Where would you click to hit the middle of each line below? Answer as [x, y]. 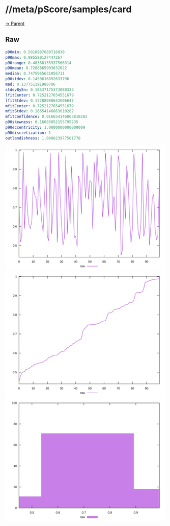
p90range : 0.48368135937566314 [38, 63]
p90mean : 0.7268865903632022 [36, 68]
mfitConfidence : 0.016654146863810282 [46, 117]
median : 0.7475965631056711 [35, 74]
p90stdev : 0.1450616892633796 [37, 79]
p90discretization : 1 [28, 133]
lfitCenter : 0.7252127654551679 [39, 95]
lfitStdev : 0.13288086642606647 [39, 101]
